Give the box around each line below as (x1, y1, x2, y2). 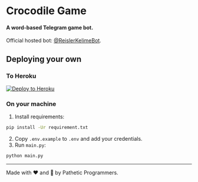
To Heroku (6, 72, 37, 80)
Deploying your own (6, 54, 82, 64)
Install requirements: (14, 113, 65, 120)
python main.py (6, 153, 44, 159)
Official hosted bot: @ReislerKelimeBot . (6, 37, 101, 44)
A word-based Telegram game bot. (6, 24, 94, 31)
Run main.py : (14, 141, 46, 148)
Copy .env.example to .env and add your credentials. (14, 135, 143, 143)
